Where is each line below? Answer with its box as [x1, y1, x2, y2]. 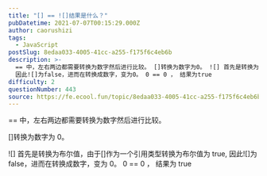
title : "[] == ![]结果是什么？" [8, 11, 109, 20]
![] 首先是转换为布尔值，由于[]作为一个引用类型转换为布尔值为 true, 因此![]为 [8, 149, 257, 159]
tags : [8, 33, 26, 42]
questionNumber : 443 [8, 85, 77, 94]
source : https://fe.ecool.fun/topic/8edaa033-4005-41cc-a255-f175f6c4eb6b [8, 93, 261, 101]
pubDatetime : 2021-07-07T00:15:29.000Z [8, 19, 141, 27]
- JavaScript [15, 41, 59, 49]
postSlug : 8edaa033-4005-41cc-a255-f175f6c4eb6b [8, 48, 172, 56]
